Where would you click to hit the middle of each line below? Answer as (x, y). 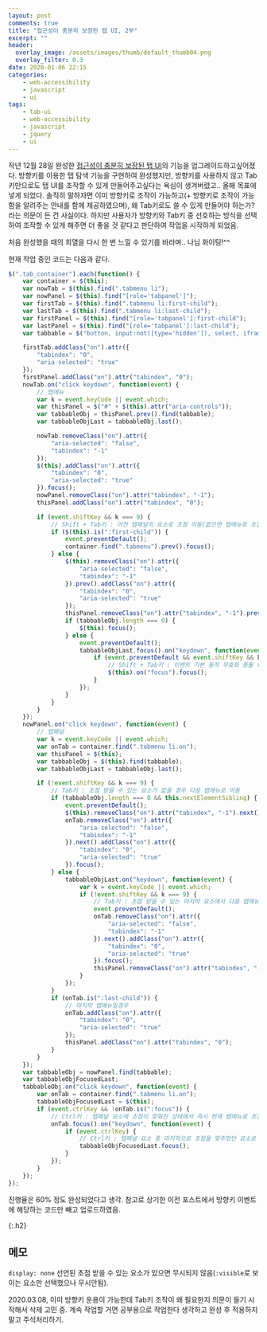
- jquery (37, 134)
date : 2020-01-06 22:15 (48, 68)
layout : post (30, 16)
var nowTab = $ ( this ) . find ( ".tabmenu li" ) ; (96, 289)
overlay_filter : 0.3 (49, 61)
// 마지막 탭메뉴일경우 (97, 1005)
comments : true (33, 23)
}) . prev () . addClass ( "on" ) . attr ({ (120, 584)
